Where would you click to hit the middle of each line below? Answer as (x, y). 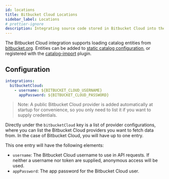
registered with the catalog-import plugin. (48, 54)
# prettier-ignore (24, 24)
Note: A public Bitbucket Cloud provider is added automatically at (85, 105)
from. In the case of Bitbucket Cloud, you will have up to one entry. (74, 136)
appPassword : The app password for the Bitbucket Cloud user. (76, 171)
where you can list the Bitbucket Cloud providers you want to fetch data (79, 130)
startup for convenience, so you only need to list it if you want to (84, 110)
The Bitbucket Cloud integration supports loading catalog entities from (78, 43)
